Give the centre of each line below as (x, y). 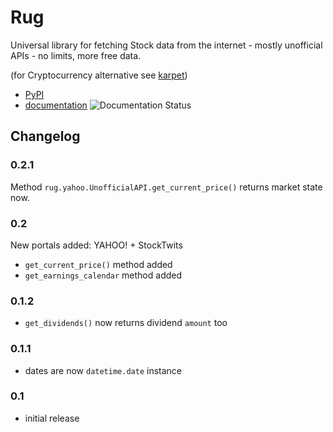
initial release (52, 418)
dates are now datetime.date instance (103, 370)
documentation (56, 105)
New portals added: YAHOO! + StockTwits (96, 245)
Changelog (45, 136)
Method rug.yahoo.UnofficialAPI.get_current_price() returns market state (166, 187)
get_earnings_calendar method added (103, 275)
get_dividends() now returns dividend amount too (126, 323)
